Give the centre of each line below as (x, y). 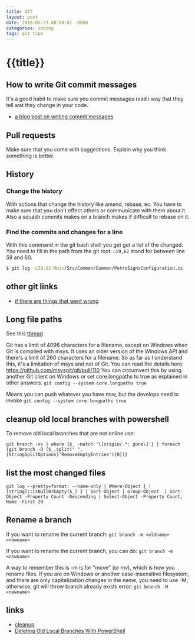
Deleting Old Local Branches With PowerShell (70, 631)
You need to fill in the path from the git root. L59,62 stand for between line (96, 251)
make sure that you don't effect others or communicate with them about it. (96, 210)
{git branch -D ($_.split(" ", (44, 450)
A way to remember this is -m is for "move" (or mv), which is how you (90, 567)
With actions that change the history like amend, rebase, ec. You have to (94, 204)
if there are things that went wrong (57, 301)
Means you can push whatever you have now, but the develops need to (92, 395)
